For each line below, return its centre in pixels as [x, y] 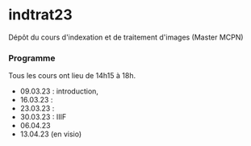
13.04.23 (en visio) [51, 134]
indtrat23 [40, 15]
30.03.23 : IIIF [43, 117]
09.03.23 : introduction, [59, 91]
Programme [32, 58]
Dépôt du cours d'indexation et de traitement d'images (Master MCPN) [126, 37]
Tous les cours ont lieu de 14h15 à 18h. [72, 76]
